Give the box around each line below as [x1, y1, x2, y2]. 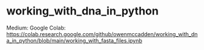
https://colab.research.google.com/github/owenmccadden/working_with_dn [6, 30, 198, 37]
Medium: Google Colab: [6, 24, 66, 31]
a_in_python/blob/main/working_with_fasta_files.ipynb [6, 37, 142, 44]
